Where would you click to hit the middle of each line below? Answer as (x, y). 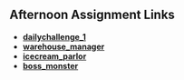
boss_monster (50, 65)
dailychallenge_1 (54, 36)
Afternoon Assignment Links (92, 15)
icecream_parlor (54, 56)
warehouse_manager (63, 46)
